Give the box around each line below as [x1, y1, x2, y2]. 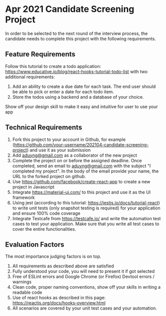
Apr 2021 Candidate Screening [5, 3, 135, 15]
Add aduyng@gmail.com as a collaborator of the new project [12, 152, 137, 158]
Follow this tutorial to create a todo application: [5, 63, 101, 69]
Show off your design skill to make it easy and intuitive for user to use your [5, 103, 158, 110]
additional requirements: [5, 73, 55, 80]
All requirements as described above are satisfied [12, 263, 114, 269]
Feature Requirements [5, 50, 76, 59]
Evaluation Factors [5, 240, 65, 249]
